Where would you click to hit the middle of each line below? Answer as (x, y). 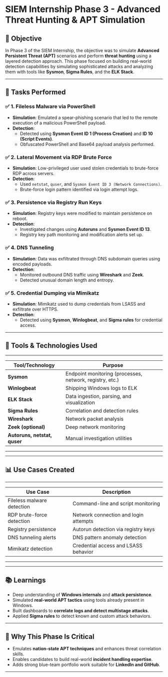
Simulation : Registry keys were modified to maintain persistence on (82, 213)
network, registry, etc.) (92, 380)
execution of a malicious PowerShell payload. (59, 123)
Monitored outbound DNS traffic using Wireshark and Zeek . (82, 275)
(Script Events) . (36, 139)
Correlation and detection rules (102, 411)
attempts (83, 521)
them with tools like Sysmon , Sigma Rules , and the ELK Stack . (70, 72)
